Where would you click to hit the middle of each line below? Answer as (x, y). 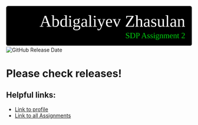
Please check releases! (64, 73)
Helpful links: (31, 95)
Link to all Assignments (43, 115)
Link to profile (31, 109)
